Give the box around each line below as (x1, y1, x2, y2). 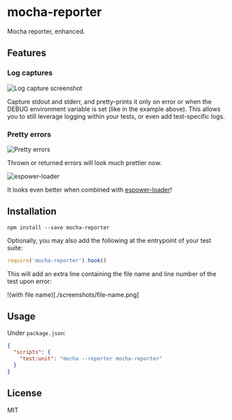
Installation (7, 205, 57, 217)
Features (7, 47, 46, 59)
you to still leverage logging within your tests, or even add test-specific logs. (7, 112, 225, 120)
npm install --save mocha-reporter (7, 224, 110, 231)
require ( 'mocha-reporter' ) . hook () (7, 257, 107, 264)
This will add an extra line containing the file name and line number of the (7, 269, 217, 278)
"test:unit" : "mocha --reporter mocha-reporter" (19, 355, 163, 362)
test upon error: (7, 277, 52, 285)
